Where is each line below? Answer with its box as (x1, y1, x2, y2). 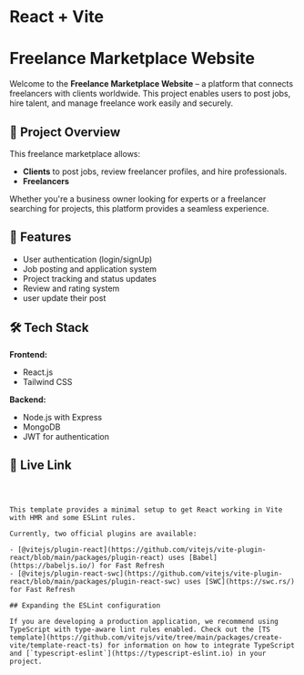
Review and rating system (22, 283, 120, 294)
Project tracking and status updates (22, 273, 157, 284)
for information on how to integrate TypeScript (106, 641, 296, 650)
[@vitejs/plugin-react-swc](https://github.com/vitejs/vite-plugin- (17, 569, 283, 578)
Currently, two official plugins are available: (9, 529, 198, 539)
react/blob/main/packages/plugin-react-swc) (9, 577, 181, 587)
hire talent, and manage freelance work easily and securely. (9, 98, 234, 109)
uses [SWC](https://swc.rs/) (184, 577, 296, 587)
